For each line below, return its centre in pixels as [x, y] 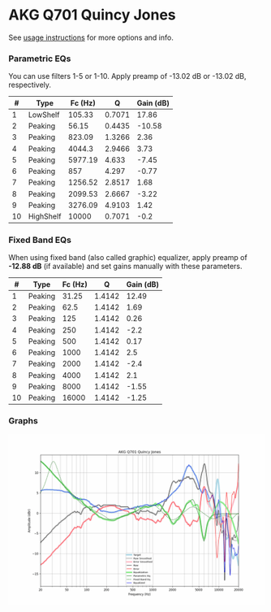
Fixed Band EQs [40, 240]
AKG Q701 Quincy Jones [92, 15]
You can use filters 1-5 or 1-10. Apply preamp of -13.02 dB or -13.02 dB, [127, 76]
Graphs [23, 421]
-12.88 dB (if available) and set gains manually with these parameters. [125, 267]
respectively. [30, 85]
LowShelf [44, 115]
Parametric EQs [40, 59]
